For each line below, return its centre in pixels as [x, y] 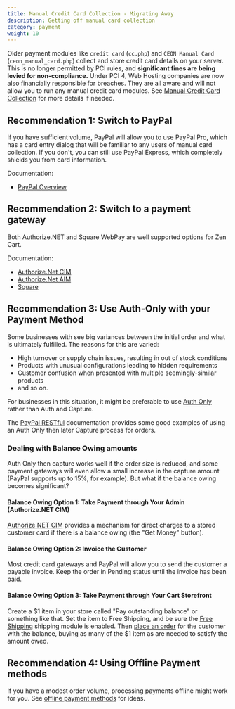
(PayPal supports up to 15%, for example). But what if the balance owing [112, 478]
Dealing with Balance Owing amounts [72, 448]
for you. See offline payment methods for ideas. [76, 698]
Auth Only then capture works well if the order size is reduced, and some [113, 463]
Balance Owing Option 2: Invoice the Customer [77, 549]
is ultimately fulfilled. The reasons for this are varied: [83, 344]
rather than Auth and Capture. [51, 409]
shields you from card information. [57, 160]
